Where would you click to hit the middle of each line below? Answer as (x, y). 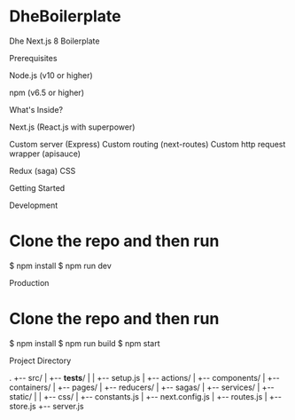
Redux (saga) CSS (43, 170)
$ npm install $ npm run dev (61, 265)
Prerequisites (33, 58)
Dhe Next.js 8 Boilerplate (54, 41)
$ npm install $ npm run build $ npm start (85, 343)
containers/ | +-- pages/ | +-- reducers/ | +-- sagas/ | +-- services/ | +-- (142, 387)
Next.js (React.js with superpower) (72, 127)
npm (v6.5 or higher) (47, 92)
